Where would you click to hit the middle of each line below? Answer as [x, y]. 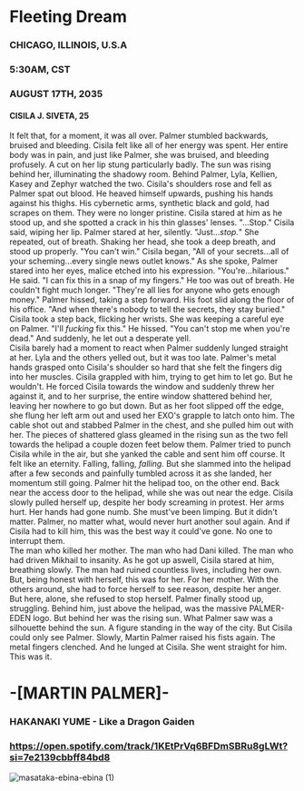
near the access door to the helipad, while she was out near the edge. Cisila [151, 493]
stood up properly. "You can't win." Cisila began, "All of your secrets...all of [149, 252]
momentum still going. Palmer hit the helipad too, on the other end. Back [145, 483]
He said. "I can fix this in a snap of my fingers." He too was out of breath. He [152, 281]
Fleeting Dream [68, 17]
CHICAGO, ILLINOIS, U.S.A [69, 45]
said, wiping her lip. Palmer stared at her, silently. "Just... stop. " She [134, 232]
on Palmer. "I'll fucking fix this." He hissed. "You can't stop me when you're [150, 329]
